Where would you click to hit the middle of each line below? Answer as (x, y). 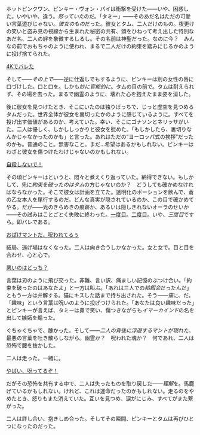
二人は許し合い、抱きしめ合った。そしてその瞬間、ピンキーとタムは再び (95, 419)
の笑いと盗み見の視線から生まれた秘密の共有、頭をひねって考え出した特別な (100, 31)
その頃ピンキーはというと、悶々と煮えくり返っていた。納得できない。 (92, 177)
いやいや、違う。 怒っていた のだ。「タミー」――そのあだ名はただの (99, 16)
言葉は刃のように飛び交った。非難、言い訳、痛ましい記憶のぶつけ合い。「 (96, 280)
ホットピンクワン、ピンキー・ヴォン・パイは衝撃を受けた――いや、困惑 (95, 9)
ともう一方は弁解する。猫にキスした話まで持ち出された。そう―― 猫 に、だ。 (100, 295)
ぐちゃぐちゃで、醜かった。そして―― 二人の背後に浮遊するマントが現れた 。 (100, 330)
